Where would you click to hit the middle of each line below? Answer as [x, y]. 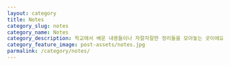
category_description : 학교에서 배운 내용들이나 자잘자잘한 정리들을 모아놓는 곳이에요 [116, 39]
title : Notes [26, 20]
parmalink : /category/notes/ [49, 51]
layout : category [32, 13]
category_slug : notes [38, 26]
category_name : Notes [38, 32]
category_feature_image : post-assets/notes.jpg [76, 45]
